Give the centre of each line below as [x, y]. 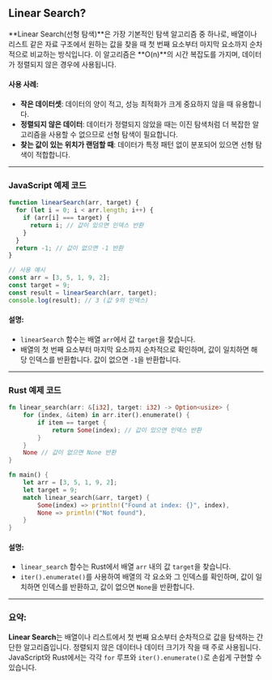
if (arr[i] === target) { [67, 218]
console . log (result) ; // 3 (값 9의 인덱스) [79, 300]
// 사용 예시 [27, 270]
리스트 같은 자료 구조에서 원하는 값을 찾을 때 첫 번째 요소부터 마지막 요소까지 [128, 44]
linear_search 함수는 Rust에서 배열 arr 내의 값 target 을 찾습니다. [125, 566]
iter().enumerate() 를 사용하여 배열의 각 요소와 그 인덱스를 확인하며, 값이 [137, 577]
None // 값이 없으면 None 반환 [70, 453]
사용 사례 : [23, 84]
